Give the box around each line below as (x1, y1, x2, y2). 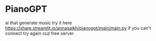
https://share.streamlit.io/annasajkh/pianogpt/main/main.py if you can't (5, 25, 151, 31)
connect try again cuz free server (5, 30, 74, 36)
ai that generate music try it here (5, 20, 72, 26)
